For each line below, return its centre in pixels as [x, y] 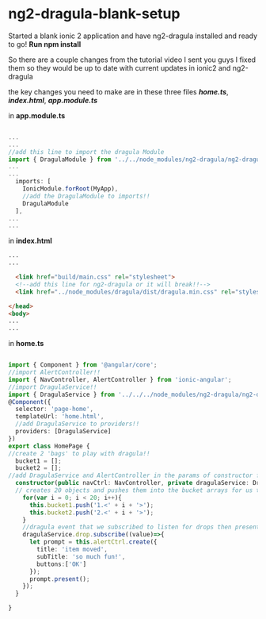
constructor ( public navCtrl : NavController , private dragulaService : [132, 483]
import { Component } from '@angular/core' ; [83, 365]
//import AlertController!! [55, 373]
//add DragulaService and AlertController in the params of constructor [131, 476]
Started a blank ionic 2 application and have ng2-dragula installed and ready [133, 36]
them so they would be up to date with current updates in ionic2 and [120, 67]
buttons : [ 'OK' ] [62, 564]
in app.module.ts [37, 115]
